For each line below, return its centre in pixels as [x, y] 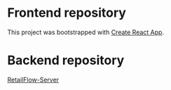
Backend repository [66, 60]
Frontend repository [67, 13]
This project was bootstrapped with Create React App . [86, 32]
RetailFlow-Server [33, 80]
